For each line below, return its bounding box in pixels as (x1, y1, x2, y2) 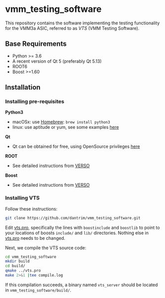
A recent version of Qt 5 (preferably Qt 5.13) (12, 58, 102, 64)
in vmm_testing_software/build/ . (5, 287, 71, 293)
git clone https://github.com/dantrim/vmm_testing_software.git (5, 215, 141, 220)
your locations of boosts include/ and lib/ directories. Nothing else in (5, 230, 149, 236)
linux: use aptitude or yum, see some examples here (12, 124, 119, 130)
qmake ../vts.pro (5, 268, 41, 273)
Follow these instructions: (5, 205, 58, 212)
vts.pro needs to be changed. (5, 235, 65, 241)
